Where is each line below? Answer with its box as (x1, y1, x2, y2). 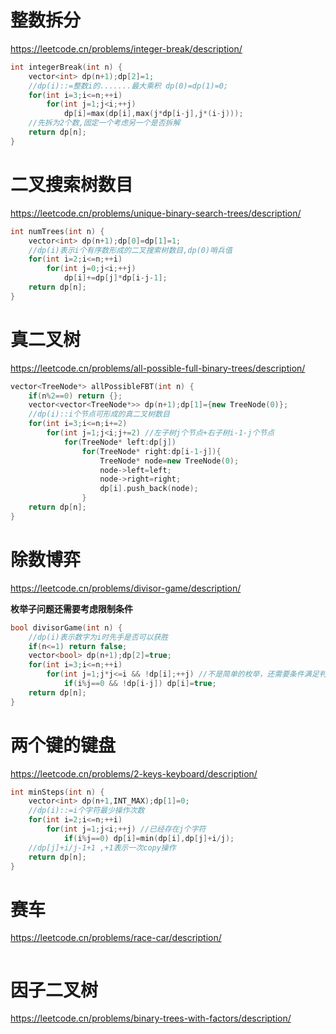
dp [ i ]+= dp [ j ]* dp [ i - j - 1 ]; (63, 273, 168, 283)
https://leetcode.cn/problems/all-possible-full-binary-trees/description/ (10, 362, 306, 374)
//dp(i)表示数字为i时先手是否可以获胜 (28, 632, 169, 642)
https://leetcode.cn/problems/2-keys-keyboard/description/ (10, 767, 258, 780)
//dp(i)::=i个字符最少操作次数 (28, 806, 145, 816)
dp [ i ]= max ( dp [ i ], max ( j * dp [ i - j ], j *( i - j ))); (63, 109, 244, 119)
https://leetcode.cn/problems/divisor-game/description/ (10, 582, 242, 594)
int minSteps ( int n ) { (10, 787, 105, 797)
